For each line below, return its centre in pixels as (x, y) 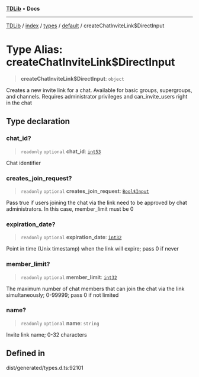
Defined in (26, 354)
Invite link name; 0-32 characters (46, 334)
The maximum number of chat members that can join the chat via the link (95, 289)
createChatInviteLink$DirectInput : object (72, 78)
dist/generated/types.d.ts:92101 (45, 368)
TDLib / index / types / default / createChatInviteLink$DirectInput (85, 26)
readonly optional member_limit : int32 (69, 277)
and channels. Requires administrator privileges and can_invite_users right (97, 96)
